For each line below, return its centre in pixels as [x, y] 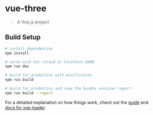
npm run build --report [29, 93]
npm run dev [17, 66]
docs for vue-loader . [25, 107]
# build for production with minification [49, 75]
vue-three [26, 9]
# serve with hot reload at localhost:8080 [50, 62]
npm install [17, 53]
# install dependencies [29, 48]
